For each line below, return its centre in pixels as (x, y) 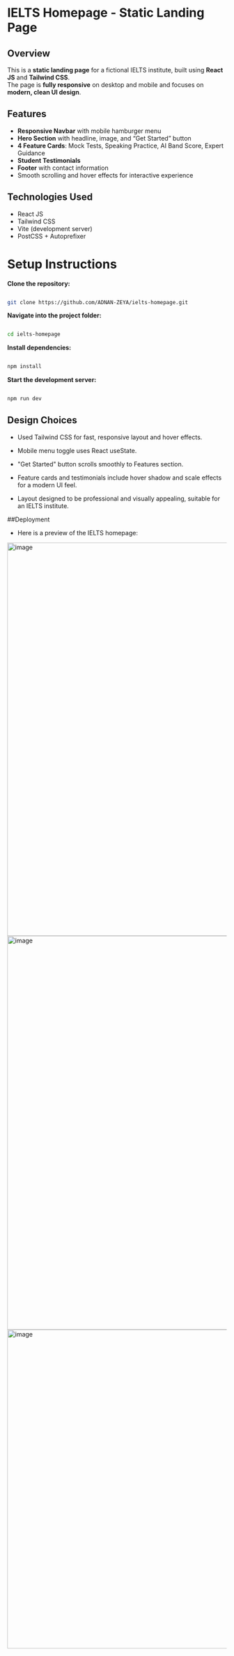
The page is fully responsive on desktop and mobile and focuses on (106, 85)
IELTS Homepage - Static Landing (106, 13)
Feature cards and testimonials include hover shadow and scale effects (119, 478)
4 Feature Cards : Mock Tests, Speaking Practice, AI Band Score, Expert (120, 145)
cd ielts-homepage (34, 334)
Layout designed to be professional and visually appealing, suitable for (119, 498)
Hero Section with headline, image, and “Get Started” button (104, 138)
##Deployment (29, 519)
